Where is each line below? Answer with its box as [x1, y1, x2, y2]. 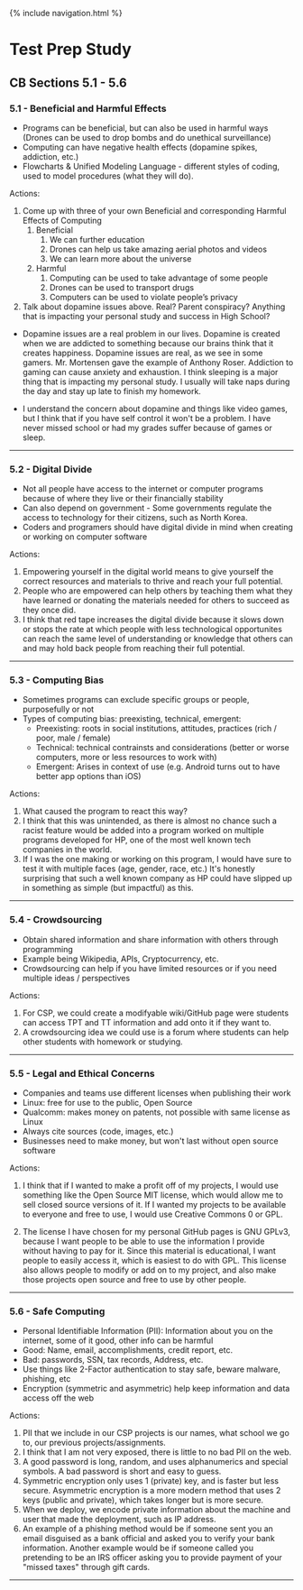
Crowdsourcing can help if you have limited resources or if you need [22, 962, 277, 973]
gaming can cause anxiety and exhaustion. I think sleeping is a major [22, 366, 279, 377]
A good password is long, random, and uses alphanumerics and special [22, 1457, 289, 1467]
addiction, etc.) [22, 151, 79, 161]
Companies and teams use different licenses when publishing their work [22, 1088, 291, 1098]
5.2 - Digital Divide [9, 463, 93, 475]
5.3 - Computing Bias [9, 674, 105, 686]
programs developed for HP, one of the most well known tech [22, 834, 252, 846]
